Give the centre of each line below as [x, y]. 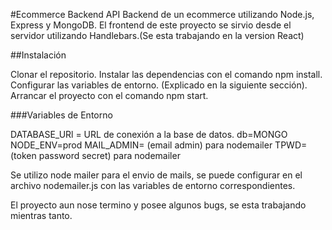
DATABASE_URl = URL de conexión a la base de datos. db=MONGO [149, 134]
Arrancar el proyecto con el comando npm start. [109, 95]
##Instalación [38, 55]
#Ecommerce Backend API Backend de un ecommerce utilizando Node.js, [162, 14]
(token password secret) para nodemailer [95, 155]
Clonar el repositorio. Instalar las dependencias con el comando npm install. [166, 74]
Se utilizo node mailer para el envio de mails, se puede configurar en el [156, 175]
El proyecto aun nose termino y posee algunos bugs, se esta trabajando [158, 205]
